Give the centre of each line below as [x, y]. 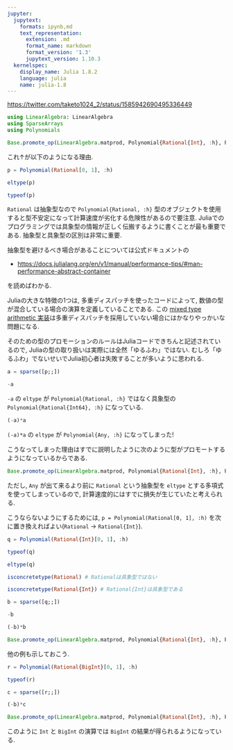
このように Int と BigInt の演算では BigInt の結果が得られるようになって [112, 731]
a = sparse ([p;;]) [34, 372]
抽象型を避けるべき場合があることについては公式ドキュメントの [98, 250]
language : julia [43, 78]
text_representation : [51, 33]
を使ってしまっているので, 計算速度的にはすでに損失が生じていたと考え [109, 494]
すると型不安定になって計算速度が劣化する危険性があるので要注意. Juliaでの [116, 218]
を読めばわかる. [29, 286]
